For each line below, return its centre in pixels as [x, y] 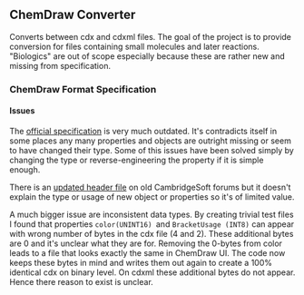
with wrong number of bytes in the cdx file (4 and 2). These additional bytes [152, 233]
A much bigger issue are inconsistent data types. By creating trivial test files [152, 214]
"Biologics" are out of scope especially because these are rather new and [147, 56]
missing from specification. [60, 65]
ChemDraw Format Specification [83, 89]
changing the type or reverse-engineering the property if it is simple [137, 160]
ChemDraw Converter [73, 15]
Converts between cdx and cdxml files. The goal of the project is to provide [151, 36]
